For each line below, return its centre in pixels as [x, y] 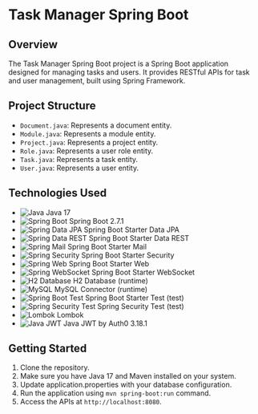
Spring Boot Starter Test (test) [135, 298]
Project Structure [52, 106]
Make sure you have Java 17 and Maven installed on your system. [128, 376]
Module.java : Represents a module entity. [88, 133]
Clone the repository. [54, 367]
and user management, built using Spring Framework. [97, 81]
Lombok [70, 315]
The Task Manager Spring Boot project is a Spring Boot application [119, 63]
